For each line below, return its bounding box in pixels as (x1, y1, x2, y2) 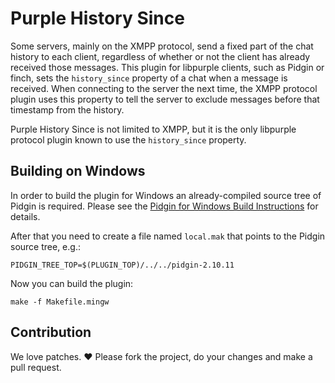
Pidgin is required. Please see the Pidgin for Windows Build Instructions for (10, 200, 319, 212)
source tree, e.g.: (10, 240, 81, 252)
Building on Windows (10, 163, 146, 180)
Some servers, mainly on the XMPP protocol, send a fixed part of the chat (10, 40, 314, 52)
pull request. (10, 361, 62, 373)
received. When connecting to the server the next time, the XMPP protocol (10, 82, 318, 94)
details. (10, 210, 41, 222)
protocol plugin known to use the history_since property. (10, 133, 247, 146)
